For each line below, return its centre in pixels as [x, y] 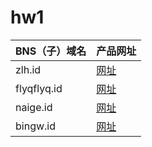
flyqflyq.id [39, 88]
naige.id [34, 107]
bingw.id [35, 126]
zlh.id [28, 69]
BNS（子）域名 [51, 51]
